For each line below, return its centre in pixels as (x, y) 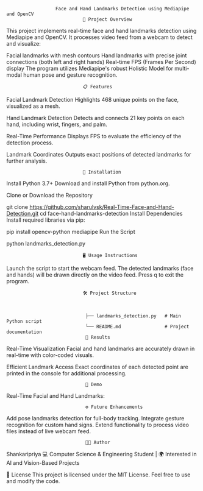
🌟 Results (98, 337)
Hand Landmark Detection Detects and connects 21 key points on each (95, 118)
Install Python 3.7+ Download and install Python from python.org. (88, 183)
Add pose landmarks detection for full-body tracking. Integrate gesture (95, 418)
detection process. (30, 143)
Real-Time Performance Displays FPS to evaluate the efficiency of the (94, 136)
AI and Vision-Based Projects (43, 463)
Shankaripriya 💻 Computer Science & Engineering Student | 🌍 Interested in (101, 454)
